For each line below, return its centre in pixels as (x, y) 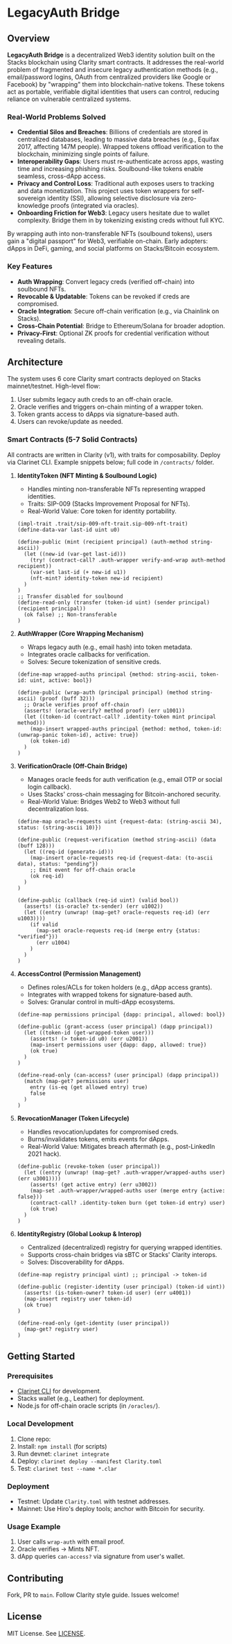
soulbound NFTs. (42, 289)
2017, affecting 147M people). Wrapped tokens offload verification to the (120, 147)
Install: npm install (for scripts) (62, 1446)
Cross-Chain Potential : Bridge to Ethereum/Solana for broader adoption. (121, 325)
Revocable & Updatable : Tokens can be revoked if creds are (104, 296)
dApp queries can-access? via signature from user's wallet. (101, 1557)
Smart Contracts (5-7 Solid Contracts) (72, 440)
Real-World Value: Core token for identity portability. (102, 511)
